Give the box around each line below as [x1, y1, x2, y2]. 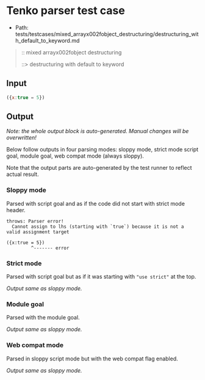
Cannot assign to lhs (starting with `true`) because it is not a [12, 224, 184, 230]
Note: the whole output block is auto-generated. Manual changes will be [6, 128, 189, 135]
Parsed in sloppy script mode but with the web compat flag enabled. [6, 355, 178, 362]
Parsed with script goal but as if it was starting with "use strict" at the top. [6, 273, 196, 280]
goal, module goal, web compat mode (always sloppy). [6, 152, 145, 159]
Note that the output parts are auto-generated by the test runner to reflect [6, 164, 192, 172]
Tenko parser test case [6, 4, 125, 18]
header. [6, 206, 26, 214]
